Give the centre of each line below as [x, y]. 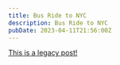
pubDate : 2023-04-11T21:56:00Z [60, 30]
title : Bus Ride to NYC [48, 15]
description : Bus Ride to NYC [58, 23]
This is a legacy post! [43, 53]
